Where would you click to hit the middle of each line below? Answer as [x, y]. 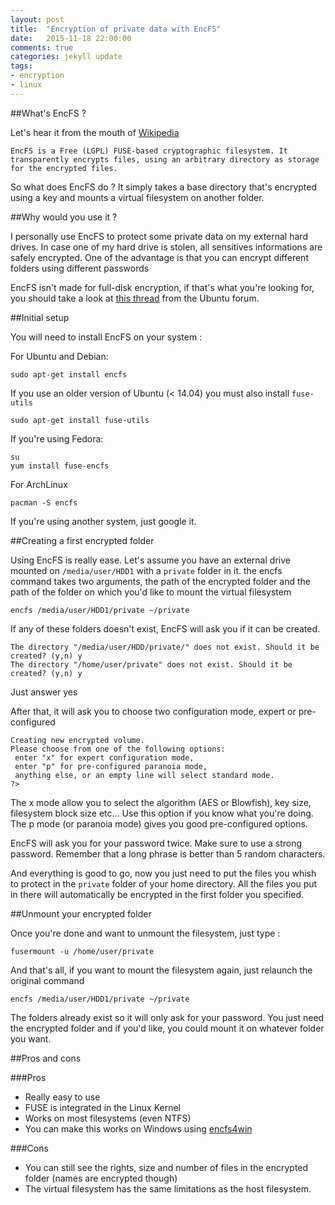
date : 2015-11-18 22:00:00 [71, 38]
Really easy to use [62, 1097]
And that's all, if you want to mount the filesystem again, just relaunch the [161, 970]
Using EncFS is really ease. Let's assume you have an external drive [150, 560]
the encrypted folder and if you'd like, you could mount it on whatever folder [167, 1028]
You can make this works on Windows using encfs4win [138, 1128]
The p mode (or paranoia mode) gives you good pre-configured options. [159, 823]
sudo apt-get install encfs [69, 374]
